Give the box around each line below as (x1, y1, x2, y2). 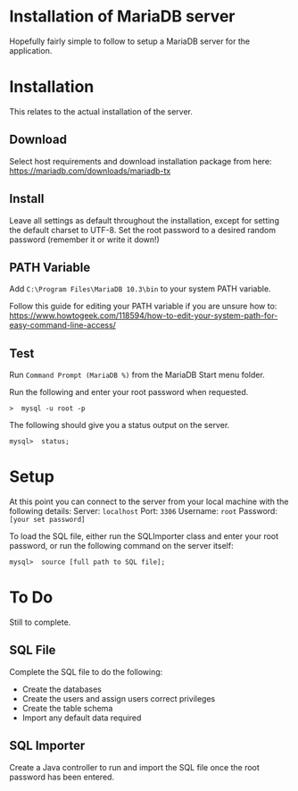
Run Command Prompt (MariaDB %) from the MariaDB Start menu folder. (9, 369, 265, 381)
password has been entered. (9, 771, 114, 782)
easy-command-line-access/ (9, 320, 116, 331)
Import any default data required (21, 712, 142, 723)
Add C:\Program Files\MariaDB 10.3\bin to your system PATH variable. (9, 283, 271, 294)
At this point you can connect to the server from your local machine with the (9, 496, 289, 507)
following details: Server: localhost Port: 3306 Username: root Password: (9, 506, 278, 517)
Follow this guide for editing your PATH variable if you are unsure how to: (9, 301, 277, 312)
